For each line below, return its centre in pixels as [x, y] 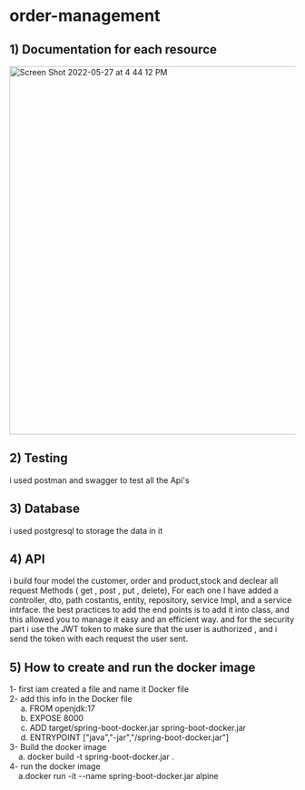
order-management [85, 16]
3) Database [44, 509]
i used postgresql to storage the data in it [86, 530]
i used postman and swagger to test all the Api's [99, 480]
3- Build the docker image [58, 747]
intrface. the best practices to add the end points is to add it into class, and [149, 610]
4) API [27, 559]
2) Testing [39, 458]
